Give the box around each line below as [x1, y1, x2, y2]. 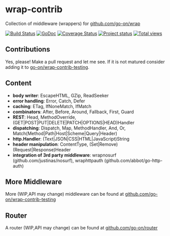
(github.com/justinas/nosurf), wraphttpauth [12, 157, 104, 164]
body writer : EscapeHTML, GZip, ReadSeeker [12, 92, 109, 98]
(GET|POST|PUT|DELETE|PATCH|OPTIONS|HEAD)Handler [12, 119, 134, 125]
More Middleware [5, 177, 62, 186]
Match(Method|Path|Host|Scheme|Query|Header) [12, 130, 118, 136]
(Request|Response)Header [12, 146, 71, 152]
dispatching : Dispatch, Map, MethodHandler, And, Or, [12, 125, 126, 131]
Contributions [5, 45, 50, 54]
